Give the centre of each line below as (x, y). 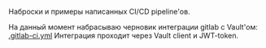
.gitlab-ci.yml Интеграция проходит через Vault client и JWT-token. (124, 36)
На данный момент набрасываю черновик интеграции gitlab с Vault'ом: (133, 27)
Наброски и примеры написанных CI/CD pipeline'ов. (99, 12)
